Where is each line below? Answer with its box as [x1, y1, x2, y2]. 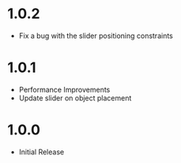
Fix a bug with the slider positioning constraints [18, 31, 173, 40]
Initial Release [18, 147, 65, 157]
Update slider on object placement [18, 93, 132, 103]
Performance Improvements [18, 85, 111, 94]
